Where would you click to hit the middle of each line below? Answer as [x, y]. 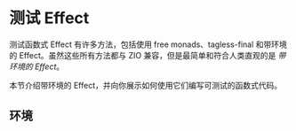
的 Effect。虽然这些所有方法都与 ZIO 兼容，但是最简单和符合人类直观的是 [143, 55]
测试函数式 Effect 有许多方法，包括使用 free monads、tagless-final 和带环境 [148, 44]
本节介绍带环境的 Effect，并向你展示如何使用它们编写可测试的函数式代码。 [146, 85]
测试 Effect [49, 18]
